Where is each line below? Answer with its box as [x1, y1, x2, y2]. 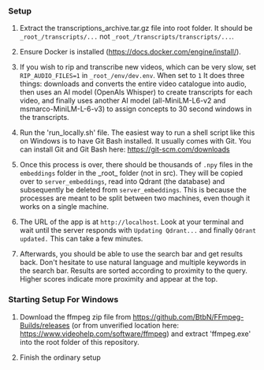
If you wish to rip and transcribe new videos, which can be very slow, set [19, 62, 256, 72]
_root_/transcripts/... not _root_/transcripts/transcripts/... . [19, 32, 234, 41]
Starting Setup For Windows [8, 294, 119, 305]
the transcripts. [19, 113, 69, 122]
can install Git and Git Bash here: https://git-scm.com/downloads [19, 144, 230, 155]
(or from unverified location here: [71, 320, 180, 330]
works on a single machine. [19, 202, 109, 211]
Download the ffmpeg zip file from [19, 312, 132, 321]
